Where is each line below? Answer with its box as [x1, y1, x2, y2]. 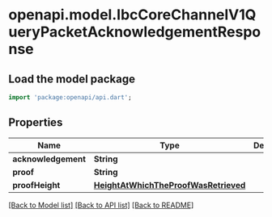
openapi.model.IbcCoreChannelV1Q [8, 6, 257, 24]
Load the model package [8, 72, 136, 86]
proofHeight [12, 179, 61, 190]
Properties [8, 115, 63, 130]
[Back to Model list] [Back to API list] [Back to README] [8, 200, 194, 210]
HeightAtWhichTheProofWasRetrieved [93, 179, 246, 190]
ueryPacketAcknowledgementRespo [8, 23, 261, 41]
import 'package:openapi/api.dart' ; [8, 94, 132, 102]
